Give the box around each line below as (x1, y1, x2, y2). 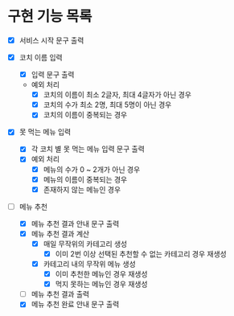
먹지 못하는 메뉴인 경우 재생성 (55, 279, 148, 289)
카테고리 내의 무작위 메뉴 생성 (43, 259, 136, 269)
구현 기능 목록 (7, 7, 92, 26)
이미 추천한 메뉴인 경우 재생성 (55, 269, 148, 279)
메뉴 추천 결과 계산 (31, 228, 90, 238)
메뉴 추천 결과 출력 (31, 289, 90, 299)
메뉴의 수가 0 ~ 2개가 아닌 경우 (43, 164, 141, 174)
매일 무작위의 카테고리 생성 (43, 239, 128, 248)
